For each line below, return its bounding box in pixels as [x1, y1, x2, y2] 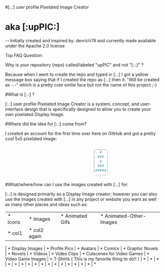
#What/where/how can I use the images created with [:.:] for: [5, 181, 129, 187]
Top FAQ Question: [5, 52, 43, 58]
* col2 [28, 227, 44, 234]
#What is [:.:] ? [5, 91, 35, 97]
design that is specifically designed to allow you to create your [24, 106, 151, 112]
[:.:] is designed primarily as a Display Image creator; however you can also [5, 191, 157, 197]
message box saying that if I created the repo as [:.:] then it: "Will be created [5, 76, 160, 83]
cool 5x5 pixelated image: [5, 135, 57, 142]
